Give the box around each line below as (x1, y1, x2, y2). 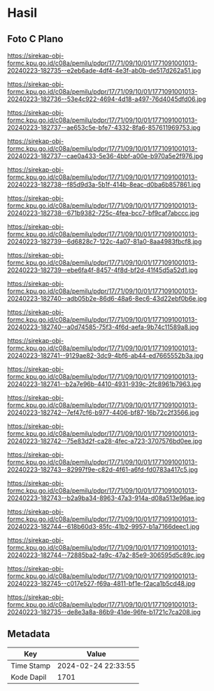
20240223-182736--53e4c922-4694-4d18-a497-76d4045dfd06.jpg (7, 95, 206, 103)
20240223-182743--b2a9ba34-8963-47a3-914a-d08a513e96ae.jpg (7, 494, 205, 502)
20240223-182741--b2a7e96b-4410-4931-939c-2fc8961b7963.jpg (7, 380, 201, 388)
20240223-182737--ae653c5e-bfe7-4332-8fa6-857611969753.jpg (7, 123, 201, 131)
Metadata (7, 628, 50, 640)
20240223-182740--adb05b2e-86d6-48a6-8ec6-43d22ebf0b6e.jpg (7, 295, 208, 302)
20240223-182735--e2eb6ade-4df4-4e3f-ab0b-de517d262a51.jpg (7, 67, 201, 74)
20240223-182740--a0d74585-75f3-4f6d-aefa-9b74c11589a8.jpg (7, 323, 199, 331)
